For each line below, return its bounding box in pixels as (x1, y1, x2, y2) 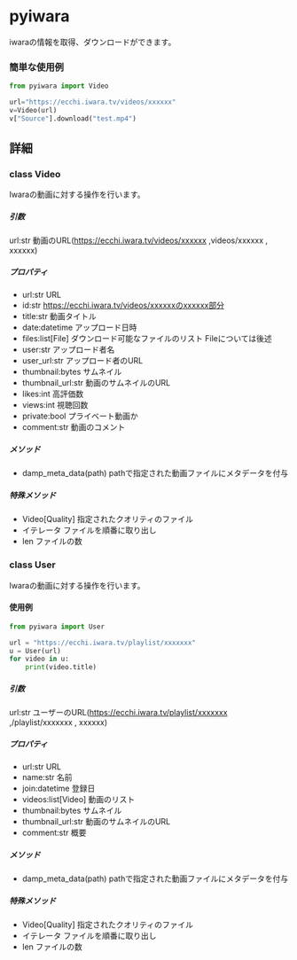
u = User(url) (9, 646, 62, 655)
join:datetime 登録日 (21, 783, 96, 794)
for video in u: (9, 654, 69, 664)
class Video (9, 168, 61, 181)
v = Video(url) (9, 105, 58, 114)
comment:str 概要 (21, 827, 87, 839)
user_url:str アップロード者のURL (21, 355, 144, 366)
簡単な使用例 (9, 60, 65, 73)
